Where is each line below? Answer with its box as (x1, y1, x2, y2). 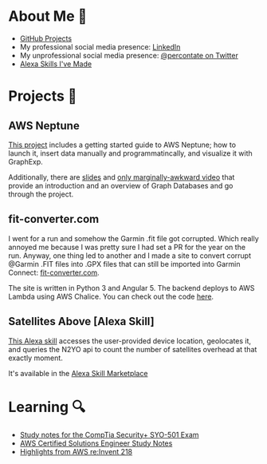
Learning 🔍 (8, 398, 86, 416)
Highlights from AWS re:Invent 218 (19, 446, 133, 456)
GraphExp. (8, 157, 44, 166)
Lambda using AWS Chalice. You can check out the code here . (8, 291, 214, 301)
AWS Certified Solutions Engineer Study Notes (19, 438, 173, 448)
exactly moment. (8, 353, 64, 363)
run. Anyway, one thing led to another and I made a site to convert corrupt (8, 251, 251, 260)
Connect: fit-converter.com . (8, 268, 100, 277)
